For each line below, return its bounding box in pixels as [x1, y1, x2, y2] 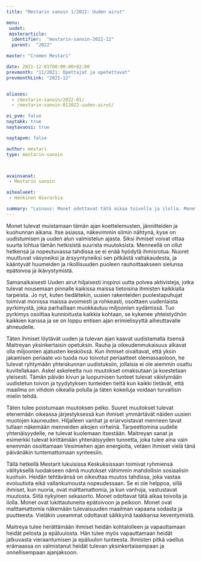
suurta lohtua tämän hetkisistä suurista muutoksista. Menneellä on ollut [6, 241, 182, 248]
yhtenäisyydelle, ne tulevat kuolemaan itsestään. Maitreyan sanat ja [6, 429, 173, 436]
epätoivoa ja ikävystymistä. [6, 267, 74, 274]
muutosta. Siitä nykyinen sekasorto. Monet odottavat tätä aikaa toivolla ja [6, 492, 188, 499]
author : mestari [6, 145, 47, 152]
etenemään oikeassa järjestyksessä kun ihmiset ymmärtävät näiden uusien [6, 410, 191, 418]
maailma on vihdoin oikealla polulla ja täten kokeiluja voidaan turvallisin [6, 386, 182, 393]
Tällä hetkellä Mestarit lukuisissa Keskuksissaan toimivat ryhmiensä [6, 460, 173, 468]
